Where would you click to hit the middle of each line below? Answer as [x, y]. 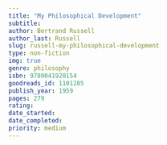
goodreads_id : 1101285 [46, 83]
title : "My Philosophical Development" [75, 16]
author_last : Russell [45, 38]
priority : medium [37, 128]
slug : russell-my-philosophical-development [84, 46]
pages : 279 [26, 98]
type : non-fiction [39, 53]
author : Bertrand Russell [51, 31]
